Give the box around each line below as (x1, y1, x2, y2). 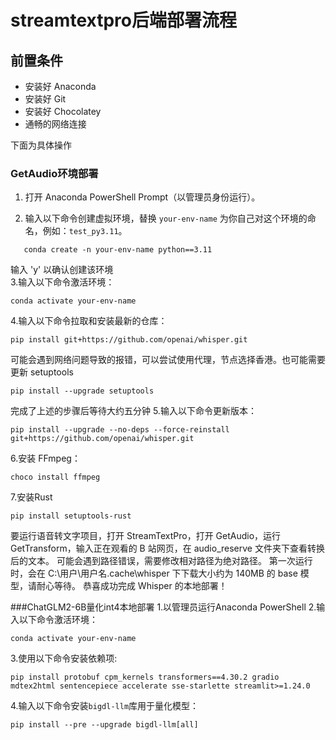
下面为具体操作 (10, 139, 72, 151)
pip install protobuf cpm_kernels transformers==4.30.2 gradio (10, 672, 280, 683)
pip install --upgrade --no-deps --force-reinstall (10, 425, 230, 435)
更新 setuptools (10, 366, 74, 378)
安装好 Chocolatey (24, 106, 102, 117)
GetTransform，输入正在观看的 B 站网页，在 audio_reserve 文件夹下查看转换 (10, 542, 325, 555)
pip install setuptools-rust (10, 511, 132, 521)
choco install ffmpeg (10, 472, 101, 483)
